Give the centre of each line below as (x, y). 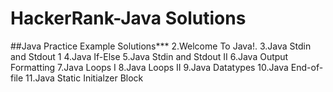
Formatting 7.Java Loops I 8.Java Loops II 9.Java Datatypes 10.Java (149, 67)
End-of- (307, 67)
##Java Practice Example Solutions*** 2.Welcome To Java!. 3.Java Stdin (161, 46)
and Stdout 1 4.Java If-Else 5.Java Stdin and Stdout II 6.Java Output (149, 56)
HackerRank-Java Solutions (128, 18)
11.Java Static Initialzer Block (84, 78)
